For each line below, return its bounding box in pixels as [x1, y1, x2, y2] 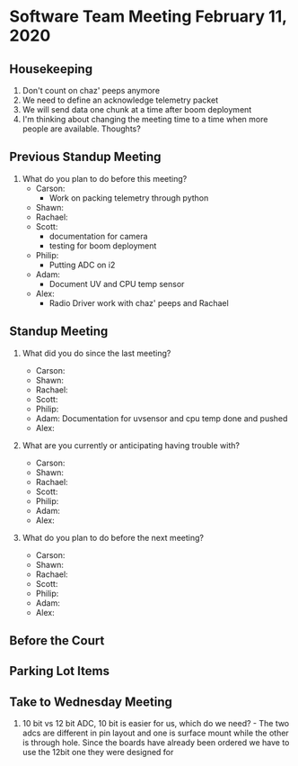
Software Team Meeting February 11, [9, 6, 287, 27]
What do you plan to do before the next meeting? [22, 532, 205, 543]
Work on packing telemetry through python [48, 192, 209, 203]
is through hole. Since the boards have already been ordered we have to [22, 737, 290, 748]
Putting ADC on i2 [48, 259, 116, 270]
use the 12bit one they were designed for [22, 747, 174, 758]
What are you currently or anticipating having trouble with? [22, 439, 241, 451]
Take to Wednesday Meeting [9, 694, 173, 709]
